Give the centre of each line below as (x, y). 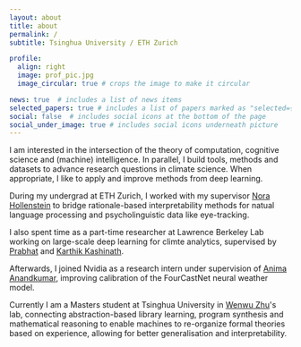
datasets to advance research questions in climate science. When (131, 169)
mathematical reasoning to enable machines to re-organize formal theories (147, 324)
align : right (42, 67)
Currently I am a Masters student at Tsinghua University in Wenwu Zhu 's (143, 305)
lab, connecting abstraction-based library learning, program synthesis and (146, 315)
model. (22, 288)
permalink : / (34, 34)
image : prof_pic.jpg (56, 76)
